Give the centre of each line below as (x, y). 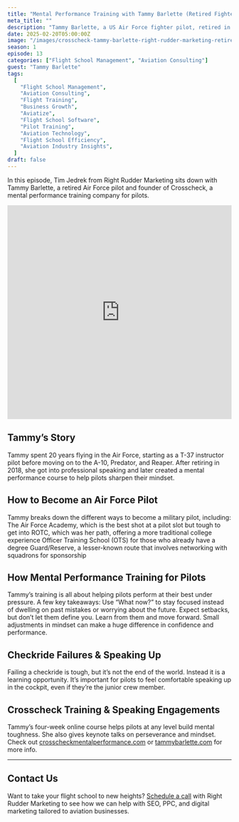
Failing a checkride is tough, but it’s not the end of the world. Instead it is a (116, 672)
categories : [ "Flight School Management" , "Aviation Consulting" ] (108, 61)
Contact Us (33, 779)
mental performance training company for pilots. (78, 195)
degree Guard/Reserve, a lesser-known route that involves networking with (117, 548)
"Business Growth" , (49, 107)
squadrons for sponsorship (47, 555)
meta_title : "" (30, 21)
